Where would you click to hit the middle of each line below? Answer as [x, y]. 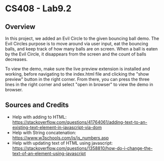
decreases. [16, 59]
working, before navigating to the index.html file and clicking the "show [77, 74]
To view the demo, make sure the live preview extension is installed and [78, 69]
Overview [20, 27]
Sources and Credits [37, 105]
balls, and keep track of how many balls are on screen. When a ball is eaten [82, 49]
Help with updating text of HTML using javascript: [62, 143]
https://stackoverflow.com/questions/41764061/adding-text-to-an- [80, 122]
